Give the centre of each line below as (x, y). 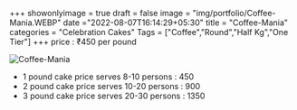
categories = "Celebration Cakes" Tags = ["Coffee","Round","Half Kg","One (149, 32)
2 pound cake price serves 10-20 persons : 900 (111, 86)
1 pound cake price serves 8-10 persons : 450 (108, 77)
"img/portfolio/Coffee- (234, 13)
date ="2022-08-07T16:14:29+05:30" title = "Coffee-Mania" (175, 23)
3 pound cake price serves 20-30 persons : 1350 (114, 96)
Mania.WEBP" (35, 23)
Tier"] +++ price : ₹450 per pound (73, 41)
